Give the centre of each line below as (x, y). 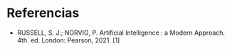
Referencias (43, 13)
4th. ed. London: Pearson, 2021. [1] (68, 40)
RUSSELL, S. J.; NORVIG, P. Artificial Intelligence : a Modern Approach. (121, 33)
